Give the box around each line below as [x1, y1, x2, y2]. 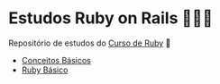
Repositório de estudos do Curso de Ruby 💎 [8, 38, 171, 48]
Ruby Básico [21, 64, 69, 75]
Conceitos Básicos [21, 55, 91, 65]
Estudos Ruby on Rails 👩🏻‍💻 [8, 8, 214, 29]
